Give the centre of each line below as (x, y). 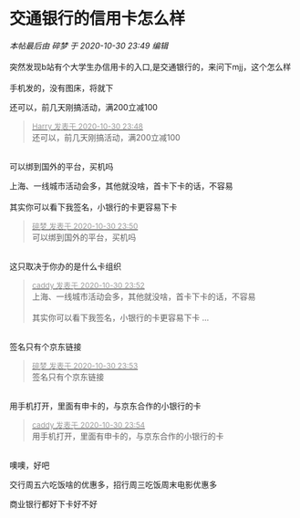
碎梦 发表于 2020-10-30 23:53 (85, 365)
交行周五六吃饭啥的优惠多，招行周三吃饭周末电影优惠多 (113, 484)
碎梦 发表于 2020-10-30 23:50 (85, 226)
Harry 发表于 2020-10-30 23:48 (88, 126)
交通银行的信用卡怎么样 (98, 19)
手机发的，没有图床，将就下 (62, 88)
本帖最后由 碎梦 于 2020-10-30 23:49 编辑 (89, 46)
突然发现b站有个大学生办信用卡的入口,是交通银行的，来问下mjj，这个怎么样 (150, 67)
